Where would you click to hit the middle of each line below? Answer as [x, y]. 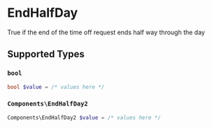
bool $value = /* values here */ [56, 87]
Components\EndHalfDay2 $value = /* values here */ [84, 118]
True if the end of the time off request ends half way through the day [106, 32]
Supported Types [46, 54]
